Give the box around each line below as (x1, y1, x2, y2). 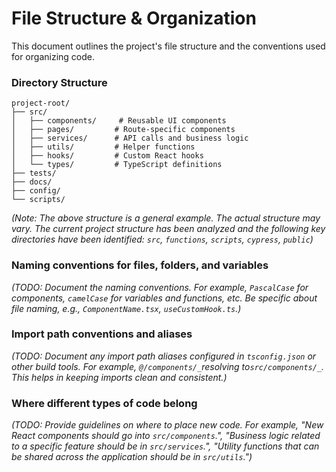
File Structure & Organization (11, 7, 257, 30)
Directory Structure (11, 75, 108, 89)
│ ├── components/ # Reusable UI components (11, 116, 227, 126)
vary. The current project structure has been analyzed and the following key (11, 223, 326, 235)
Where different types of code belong (11, 396, 198, 410)
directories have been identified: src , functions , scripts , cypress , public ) (11, 233, 314, 246)
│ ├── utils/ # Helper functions (11, 142, 196, 152)
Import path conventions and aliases (11, 327, 193, 341)
